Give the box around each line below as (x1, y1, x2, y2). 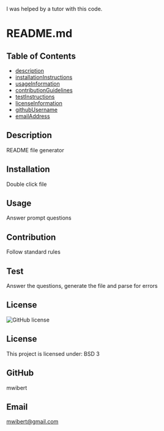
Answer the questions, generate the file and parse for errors (6, 282, 158, 290)
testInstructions (15, 93, 55, 100)
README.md (6, 27, 73, 40)
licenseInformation (15, 100, 63, 106)
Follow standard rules (6, 248, 61, 256)
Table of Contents (6, 51, 76, 61)
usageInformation (15, 80, 60, 87)
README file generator (6, 146, 64, 153)
